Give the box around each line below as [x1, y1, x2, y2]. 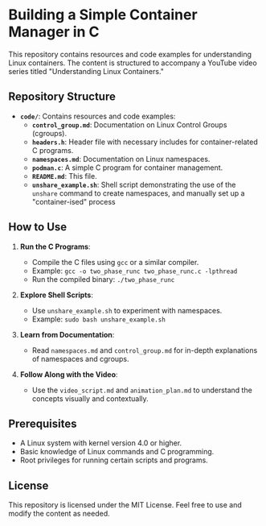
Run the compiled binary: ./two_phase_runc [31, 274, 175, 284]
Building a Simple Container [8, 6, 198, 24]
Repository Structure [8, 90, 117, 104]
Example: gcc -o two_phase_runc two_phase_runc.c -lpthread [31, 266, 238, 275]
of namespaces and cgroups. [31, 354, 130, 363]
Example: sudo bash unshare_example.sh [31, 314, 166, 324]
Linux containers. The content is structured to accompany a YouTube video [8, 58, 257, 68]
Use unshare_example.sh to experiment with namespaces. [31, 305, 223, 315]
